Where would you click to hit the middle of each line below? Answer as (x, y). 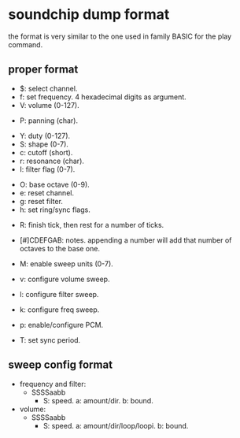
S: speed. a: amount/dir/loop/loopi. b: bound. (116, 425)
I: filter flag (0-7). (47, 169)
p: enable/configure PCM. (61, 325)
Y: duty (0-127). (45, 135)
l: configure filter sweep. (59, 294)
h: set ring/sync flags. (55, 210)
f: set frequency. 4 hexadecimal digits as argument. (103, 97)
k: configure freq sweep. (59, 310)
